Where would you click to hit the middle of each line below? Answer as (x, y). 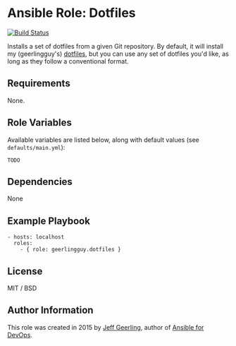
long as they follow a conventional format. (68, 61)
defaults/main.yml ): (36, 147)
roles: (23, 244)
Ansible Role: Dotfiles (72, 13)
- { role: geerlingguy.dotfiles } (70, 250)
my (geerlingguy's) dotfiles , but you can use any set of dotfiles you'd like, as (118, 54)
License (25, 271)
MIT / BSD (22, 288)
